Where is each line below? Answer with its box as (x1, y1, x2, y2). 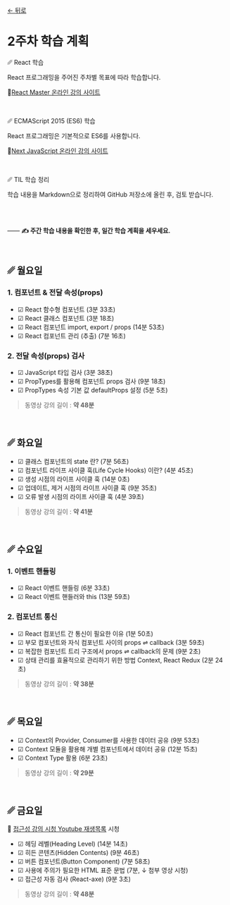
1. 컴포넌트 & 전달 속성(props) (7, 288, 103, 297)
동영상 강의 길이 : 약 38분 (24, 679, 94, 688)
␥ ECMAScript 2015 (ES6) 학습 (7, 116, 96, 125)
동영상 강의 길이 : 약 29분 (24, 768, 94, 777)
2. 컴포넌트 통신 (7, 612, 58, 622)
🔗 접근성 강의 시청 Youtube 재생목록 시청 (7, 825, 120, 833)
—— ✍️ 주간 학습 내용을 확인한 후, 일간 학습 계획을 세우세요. (7, 226, 171, 235)
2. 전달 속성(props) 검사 (7, 351, 85, 361)
